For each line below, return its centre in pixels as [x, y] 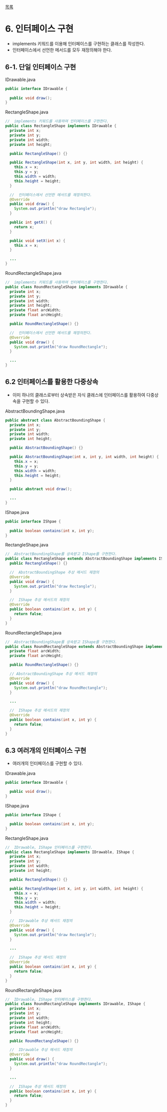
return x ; [24, 227]
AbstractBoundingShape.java [35, 411]
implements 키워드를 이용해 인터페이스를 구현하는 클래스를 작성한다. [79, 43]
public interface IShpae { [33, 521]
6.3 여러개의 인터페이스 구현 [46, 750]
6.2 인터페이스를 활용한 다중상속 [52, 382]
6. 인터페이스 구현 [39, 29]
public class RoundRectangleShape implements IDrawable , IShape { [75, 1004]
